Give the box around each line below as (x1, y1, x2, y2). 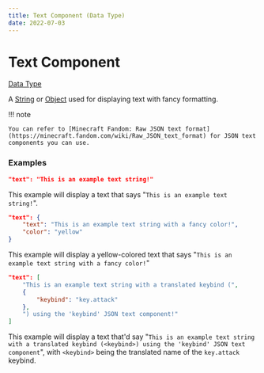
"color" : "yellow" (22, 228, 83, 236)
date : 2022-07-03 (8, 19, 66, 27)
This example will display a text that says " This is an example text (8, 189, 228, 199)
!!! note (8, 110, 32, 120)
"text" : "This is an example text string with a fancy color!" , (22, 221, 239, 229)
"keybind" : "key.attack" (36, 295, 119, 303)
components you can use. (8, 139, 90, 147)
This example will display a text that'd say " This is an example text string (8, 332, 255, 341)
